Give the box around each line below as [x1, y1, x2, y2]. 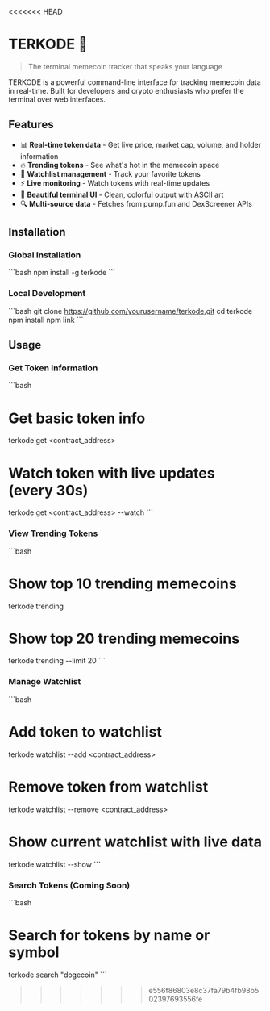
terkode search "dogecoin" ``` [8, 970, 107, 980]
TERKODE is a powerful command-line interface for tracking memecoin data [8, 77, 262, 87]
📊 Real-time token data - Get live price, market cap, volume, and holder [19, 140, 262, 149]
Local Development [8, 288, 86, 299]
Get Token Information [8, 362, 98, 374]
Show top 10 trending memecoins [8, 574, 237, 592]
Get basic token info [8, 409, 146, 427]
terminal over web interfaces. [8, 94, 106, 104]
